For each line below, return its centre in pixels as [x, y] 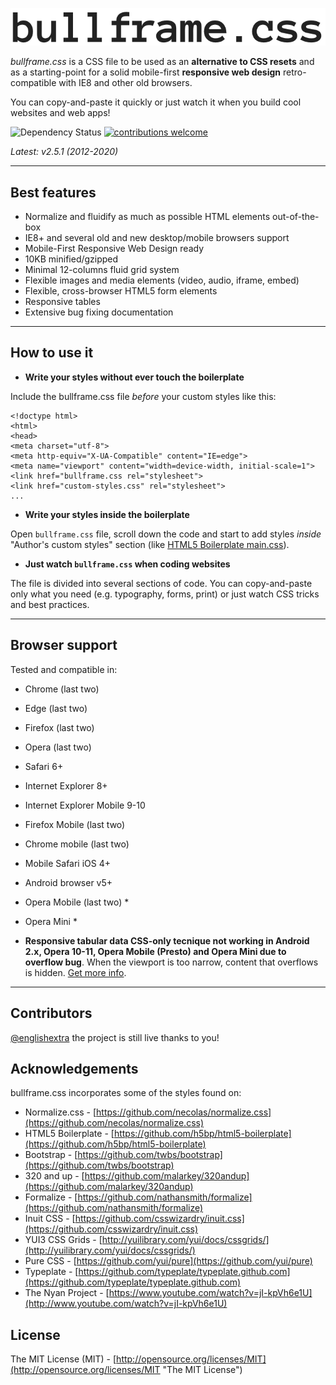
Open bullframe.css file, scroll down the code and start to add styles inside [166, 534]
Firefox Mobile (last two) [75, 824]
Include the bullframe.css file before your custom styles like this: [143, 396]
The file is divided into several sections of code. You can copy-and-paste [161, 583]
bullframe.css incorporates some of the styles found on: [126, 1093]
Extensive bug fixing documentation [99, 312]
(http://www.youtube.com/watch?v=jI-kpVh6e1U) [126, 1304]
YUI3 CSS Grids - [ [63, 1240]
